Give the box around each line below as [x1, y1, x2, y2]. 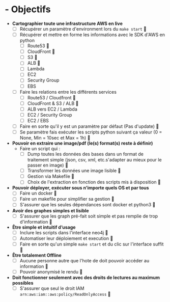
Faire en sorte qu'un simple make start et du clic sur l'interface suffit [19, 241, 164, 247]
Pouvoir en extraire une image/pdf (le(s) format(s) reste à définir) [12, 140, 153, 146]
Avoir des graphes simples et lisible [12, 207, 90, 213]
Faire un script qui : [19, 146, 61, 152]
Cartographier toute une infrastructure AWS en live [12, 20, 123, 26]
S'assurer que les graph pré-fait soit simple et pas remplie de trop [19, 213, 158, 219]
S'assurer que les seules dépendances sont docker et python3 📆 [19, 202, 156, 208]
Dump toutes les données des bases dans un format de [27, 151, 144, 157]
